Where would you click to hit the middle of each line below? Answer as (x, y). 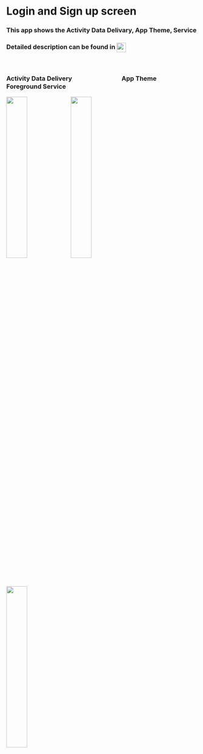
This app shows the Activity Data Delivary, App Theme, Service (101, 30)
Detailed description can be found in (61, 47)
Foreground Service (36, 86)
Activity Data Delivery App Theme (82, 79)
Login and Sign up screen (72, 11)
